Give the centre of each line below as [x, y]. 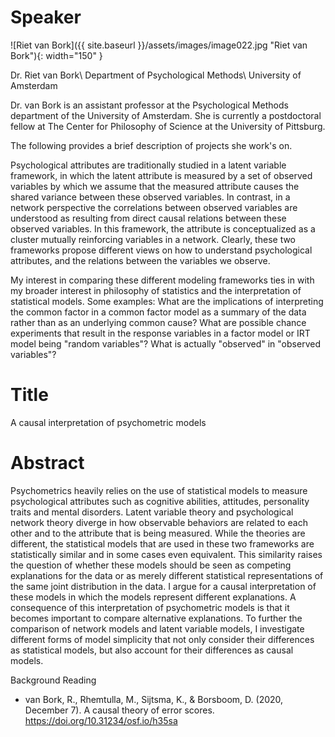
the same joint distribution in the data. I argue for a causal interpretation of [163, 586]
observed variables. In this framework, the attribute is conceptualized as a [163, 228]
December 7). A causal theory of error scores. [119, 710]
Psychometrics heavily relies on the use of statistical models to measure [159, 490]
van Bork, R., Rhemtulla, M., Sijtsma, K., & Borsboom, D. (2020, [154, 699]
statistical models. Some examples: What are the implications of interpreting [167, 301]
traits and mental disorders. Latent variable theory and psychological [152, 512]
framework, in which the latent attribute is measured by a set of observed [161, 175]
